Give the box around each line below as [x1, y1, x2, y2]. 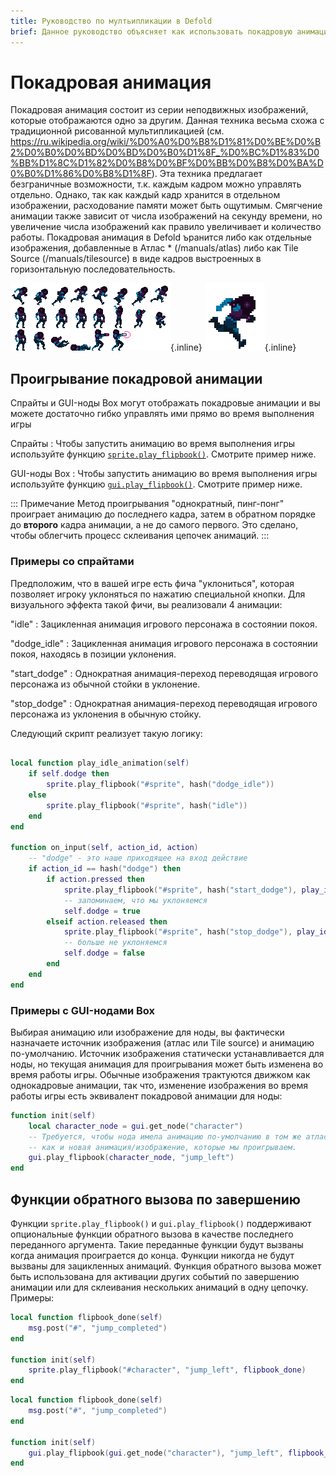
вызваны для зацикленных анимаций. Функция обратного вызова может [10, 1260, 322, 1272]
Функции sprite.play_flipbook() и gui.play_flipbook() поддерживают [10, 1218, 312, 1230]
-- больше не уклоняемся [63, 938, 168, 948]
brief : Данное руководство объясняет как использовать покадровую [10, 26, 293, 37]
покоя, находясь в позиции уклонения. [10, 648, 177, 660]
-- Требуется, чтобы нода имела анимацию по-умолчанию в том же [28, 1131, 302, 1142]
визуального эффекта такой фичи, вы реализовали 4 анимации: [10, 598, 283, 610]
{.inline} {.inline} [170, 341, 297, 354]
